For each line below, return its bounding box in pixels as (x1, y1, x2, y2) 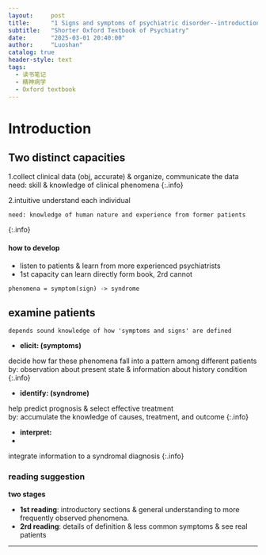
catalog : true (8, 48, 55, 56)
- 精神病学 (15, 78, 47, 86)
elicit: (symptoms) (19, 341, 82, 350)
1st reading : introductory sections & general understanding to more (19, 504, 240, 514)
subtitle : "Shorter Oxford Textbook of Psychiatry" (8, 26, 190, 34)
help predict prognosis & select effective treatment (8, 404, 174, 413)
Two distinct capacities (8, 151, 126, 164)
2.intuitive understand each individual (8, 196, 131, 205)
